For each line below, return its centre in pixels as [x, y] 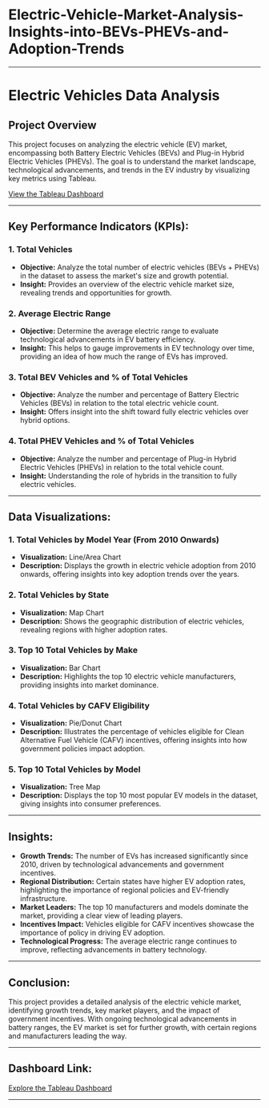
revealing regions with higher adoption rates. [94, 629]
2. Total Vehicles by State [59, 595]
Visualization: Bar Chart [60, 668]
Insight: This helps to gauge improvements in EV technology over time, [137, 347]
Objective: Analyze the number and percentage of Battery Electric [129, 395]
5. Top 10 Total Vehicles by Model [74, 769]
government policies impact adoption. [82, 749]
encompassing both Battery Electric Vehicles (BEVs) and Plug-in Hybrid [126, 152]
